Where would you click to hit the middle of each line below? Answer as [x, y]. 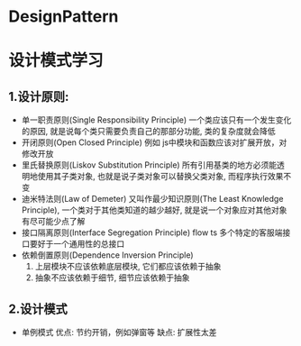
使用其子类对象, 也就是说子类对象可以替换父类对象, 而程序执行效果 [160, 177]
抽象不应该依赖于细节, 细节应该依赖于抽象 [112, 278]
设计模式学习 [56, 61]
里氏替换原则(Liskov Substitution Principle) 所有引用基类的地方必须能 [149, 165]
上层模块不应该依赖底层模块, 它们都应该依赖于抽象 [128, 267]
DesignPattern [64, 17]
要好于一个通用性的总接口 [77, 244]
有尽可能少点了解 [53, 222]
